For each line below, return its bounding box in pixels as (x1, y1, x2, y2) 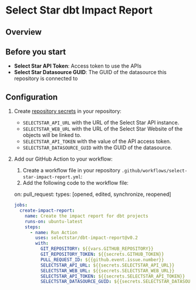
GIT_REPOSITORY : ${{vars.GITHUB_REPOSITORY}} (40, 246, 154, 252)
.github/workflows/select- (121, 168, 188, 174)
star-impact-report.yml (22, 174, 82, 180)
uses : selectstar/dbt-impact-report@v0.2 (35, 235, 138, 241)
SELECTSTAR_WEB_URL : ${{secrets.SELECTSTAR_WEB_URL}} (40, 268, 175, 274)
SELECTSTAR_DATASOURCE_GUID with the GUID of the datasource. (22, 144, 173, 151)
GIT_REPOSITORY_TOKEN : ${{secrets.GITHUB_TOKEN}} (40, 251, 164, 258)
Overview (5, 27, 42, 37)
